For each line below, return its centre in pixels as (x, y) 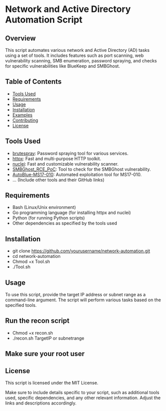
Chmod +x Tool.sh (31, 262)
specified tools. (21, 305)
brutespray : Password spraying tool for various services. (70, 153)
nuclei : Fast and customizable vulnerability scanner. (65, 164)
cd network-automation (36, 256)
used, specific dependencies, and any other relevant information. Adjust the (83, 398)
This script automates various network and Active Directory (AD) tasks (78, 50)
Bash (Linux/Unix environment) (44, 207)
